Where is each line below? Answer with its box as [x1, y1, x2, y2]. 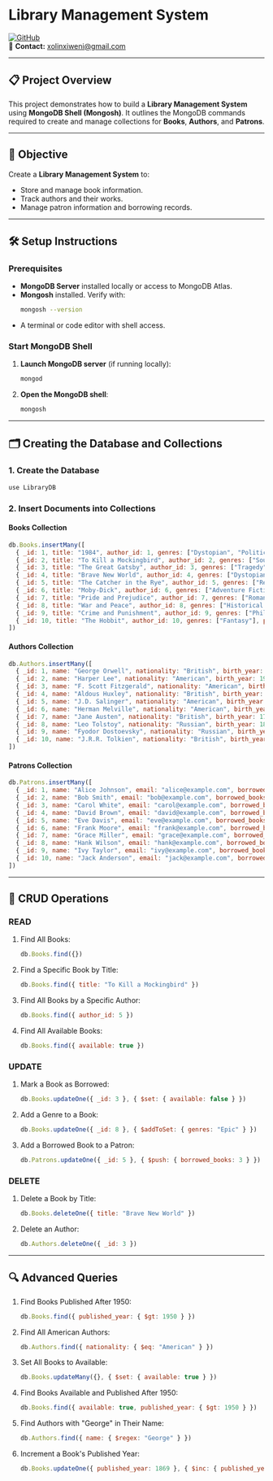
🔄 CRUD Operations [8, 892, 110, 906]
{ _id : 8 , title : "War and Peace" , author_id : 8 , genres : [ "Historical [15, 601, 264, 609]
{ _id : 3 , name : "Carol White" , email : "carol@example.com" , [15, 801, 227, 809]
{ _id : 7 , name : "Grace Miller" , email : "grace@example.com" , [15, 831, 231, 839]
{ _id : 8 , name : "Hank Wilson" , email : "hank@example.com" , [15, 839, 223, 847]
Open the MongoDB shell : [19, 390, 109, 399]
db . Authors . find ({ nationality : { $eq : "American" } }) [19, 1343, 214, 1351]
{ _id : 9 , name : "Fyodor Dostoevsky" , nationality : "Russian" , [15, 728, 235, 736]
